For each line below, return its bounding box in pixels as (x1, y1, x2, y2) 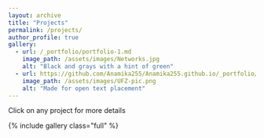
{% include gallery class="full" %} (8, 121, 119, 130)
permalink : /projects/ (8, 26, 82, 34)
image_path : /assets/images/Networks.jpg (22, 56, 159, 64)
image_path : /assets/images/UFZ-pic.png (22, 77, 156, 85)
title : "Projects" (8, 19, 68, 27)
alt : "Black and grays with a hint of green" (22, 63, 174, 71)
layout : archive (8, 11, 61, 20)
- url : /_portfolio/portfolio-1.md (15, 48, 132, 56)
